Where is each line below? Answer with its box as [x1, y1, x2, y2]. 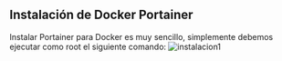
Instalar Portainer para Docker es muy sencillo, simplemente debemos [9, 31, 274, 42]
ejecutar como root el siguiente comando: [9, 41, 167, 52]
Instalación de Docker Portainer [9, 7, 193, 23]
